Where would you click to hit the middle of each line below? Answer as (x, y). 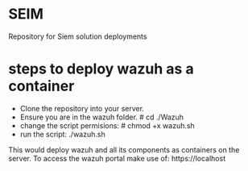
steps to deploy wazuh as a (101, 69)
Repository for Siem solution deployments (78, 36)
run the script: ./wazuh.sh (63, 134)
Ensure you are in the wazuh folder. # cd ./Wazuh (101, 117)
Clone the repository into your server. (82, 108)
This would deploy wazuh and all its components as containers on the (124, 149)
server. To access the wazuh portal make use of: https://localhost (117, 158)
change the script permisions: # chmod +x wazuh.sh (107, 125)
